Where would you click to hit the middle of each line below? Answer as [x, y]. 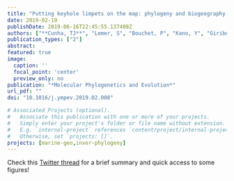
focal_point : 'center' [46, 72]
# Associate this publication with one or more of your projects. [109, 117]
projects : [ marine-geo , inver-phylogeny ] [67, 143]
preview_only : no [39, 78]
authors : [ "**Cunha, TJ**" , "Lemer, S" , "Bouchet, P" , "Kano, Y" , [106, 33]
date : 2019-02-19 [32, 20]
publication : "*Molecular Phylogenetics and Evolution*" [92, 85]
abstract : [22, 46]
